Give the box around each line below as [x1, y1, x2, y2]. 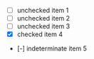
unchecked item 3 [16, 22, 70, 31]
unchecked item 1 [16, 6, 69, 14]
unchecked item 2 [16, 14, 70, 23]
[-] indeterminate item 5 [16, 44, 87, 53]
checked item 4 [16, 30, 63, 38]
